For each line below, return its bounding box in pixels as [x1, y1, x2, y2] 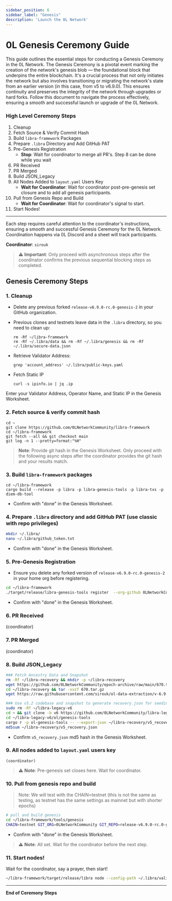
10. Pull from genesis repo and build [6, 780, 96, 787]
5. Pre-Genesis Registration [6, 558, 76, 565]
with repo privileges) [6, 520, 58, 527]
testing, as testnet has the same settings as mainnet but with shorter [18, 797, 162, 804]
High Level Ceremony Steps [6, 112, 76, 119]
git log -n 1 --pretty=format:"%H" [6, 438, 82, 443]
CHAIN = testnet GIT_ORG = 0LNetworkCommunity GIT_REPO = [6, 822, 120, 827]
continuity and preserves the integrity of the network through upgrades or [6, 89, 162, 95]
